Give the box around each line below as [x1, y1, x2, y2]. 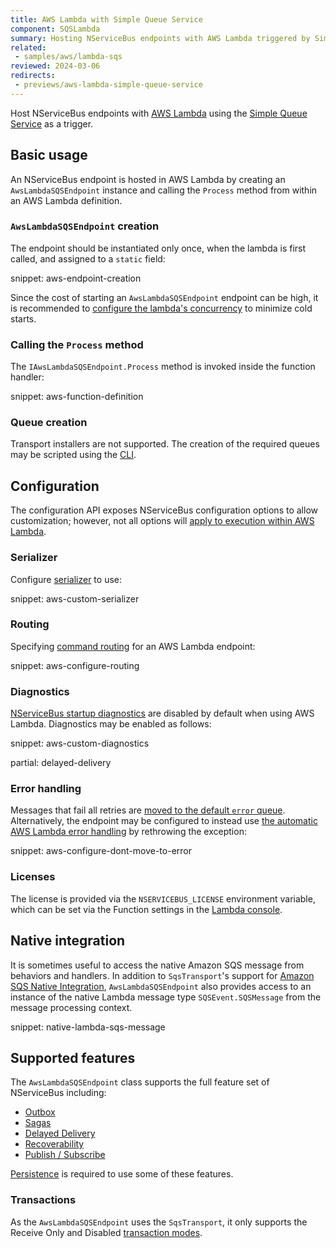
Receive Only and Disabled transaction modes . [10, 1226, 203, 1238]
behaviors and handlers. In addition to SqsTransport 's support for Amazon [10, 969, 315, 981]
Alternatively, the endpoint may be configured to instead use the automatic [10, 815, 318, 827]
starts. [10, 312, 37, 325]
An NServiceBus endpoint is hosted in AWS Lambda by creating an [10, 173, 286, 185]
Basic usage [10, 147, 88, 164]
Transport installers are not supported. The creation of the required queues [10, 438, 320, 450]
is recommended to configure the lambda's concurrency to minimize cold [10, 302, 313, 314]
